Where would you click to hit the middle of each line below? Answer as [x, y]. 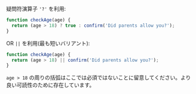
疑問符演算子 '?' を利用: [36, 9]
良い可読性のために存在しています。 [50, 85]
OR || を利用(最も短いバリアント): [48, 43]
